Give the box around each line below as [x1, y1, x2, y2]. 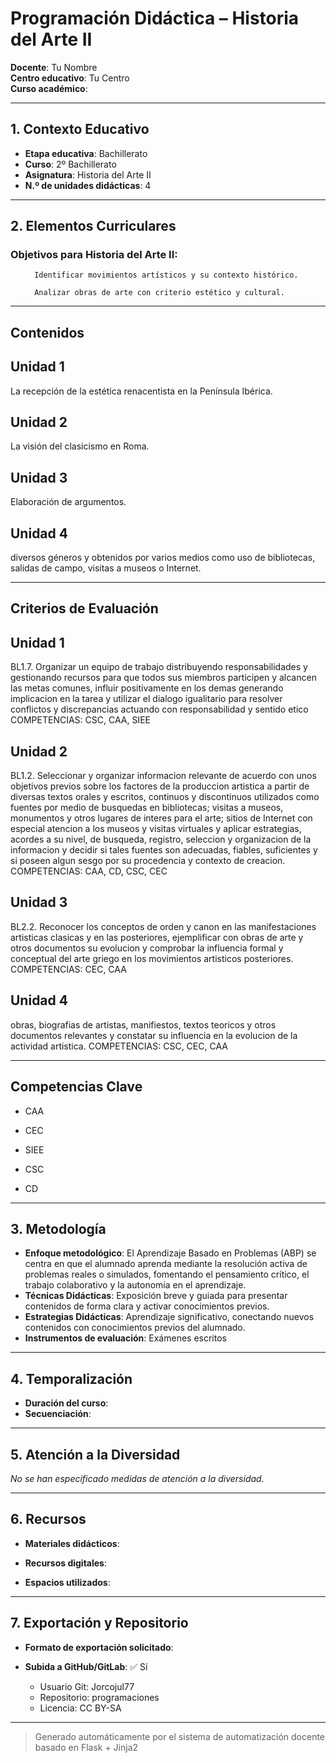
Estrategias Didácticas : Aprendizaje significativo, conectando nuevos [24, 1311, 315, 1323]
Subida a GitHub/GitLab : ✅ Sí [24, 1660, 148, 1672]
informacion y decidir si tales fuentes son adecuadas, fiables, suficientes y [10, 844, 318, 856]
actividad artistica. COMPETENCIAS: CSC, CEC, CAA [10, 1040, 228, 1052]
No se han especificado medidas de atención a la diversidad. [10, 1472, 265, 1484]
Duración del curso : [24, 1397, 109, 1409]
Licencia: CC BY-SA [39, 1702, 122, 1714]
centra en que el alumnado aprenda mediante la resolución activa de [24, 1258, 308, 1270]
